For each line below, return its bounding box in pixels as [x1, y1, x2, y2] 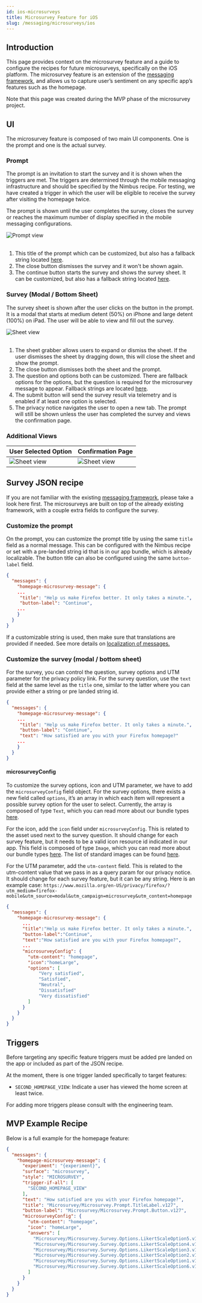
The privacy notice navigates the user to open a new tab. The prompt [14, 404, 187, 411]
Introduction [6, 42, 54, 52]
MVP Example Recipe [6, 1118, 88, 1129]
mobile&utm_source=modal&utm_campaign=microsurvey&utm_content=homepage [6, 893, 192, 899]
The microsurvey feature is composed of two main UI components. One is [6, 135, 189, 142]
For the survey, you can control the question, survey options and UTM [6, 668, 180, 676]
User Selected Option [9, 447, 72, 456]
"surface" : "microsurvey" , [22, 1168, 90, 1175]
